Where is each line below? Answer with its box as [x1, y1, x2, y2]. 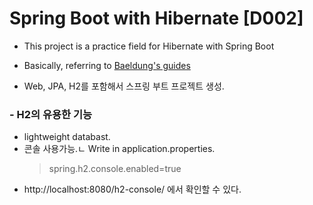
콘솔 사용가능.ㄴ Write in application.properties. [23, 143, 216, 155]
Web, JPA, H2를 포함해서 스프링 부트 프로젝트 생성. [23, 80, 225, 92]
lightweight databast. [23, 131, 111, 143]
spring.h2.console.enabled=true [48, 163, 182, 175]
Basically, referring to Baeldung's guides [23, 59, 191, 71]
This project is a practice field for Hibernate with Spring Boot [23, 40, 275, 52]
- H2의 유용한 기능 [9, 107, 93, 121]
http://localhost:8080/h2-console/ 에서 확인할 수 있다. [23, 183, 242, 196]
